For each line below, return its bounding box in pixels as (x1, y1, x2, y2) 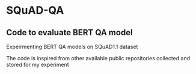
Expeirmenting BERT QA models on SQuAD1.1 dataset (6, 43, 138, 50)
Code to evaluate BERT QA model (6, 27, 133, 38)
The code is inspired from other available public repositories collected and (6, 55, 191, 61)
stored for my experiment (6, 61, 69, 68)
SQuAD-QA (6, 4, 64, 17)
